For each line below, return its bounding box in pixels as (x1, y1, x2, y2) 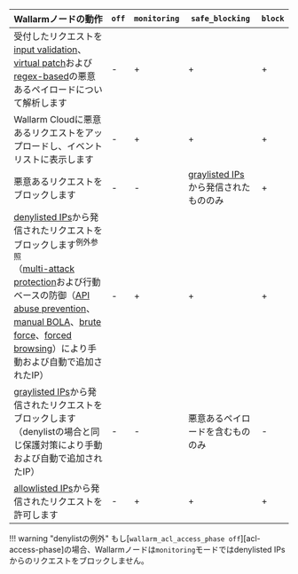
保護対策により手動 (22, 439, 103, 452)
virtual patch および (13, 57, 93, 69)
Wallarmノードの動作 (13, 13, 104, 25)
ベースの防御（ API (13, 289, 90, 302)
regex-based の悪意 (13, 70, 96, 83)
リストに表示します (13, 153, 95, 165)
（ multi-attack (13, 263, 75, 275)
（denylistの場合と (13, 426, 91, 438)
